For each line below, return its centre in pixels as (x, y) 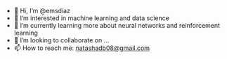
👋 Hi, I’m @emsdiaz (42, 11)
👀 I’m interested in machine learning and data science (92, 18)
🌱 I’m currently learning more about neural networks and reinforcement (117, 25)
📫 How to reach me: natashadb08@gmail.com (82, 48)
